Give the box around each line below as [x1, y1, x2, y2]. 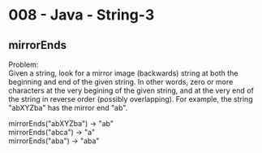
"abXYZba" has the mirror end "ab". [8, 103, 128, 112]
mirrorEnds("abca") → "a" [8, 128, 96, 137]
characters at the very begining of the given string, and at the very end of [8, 85, 254, 95]
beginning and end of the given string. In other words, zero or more [8, 77, 234, 86]
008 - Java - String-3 [8, 6, 155, 24]
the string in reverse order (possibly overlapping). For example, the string [8, 94, 253, 103]
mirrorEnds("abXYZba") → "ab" [8, 119, 114, 128]
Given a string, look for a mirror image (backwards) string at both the [8, 68, 238, 78]
